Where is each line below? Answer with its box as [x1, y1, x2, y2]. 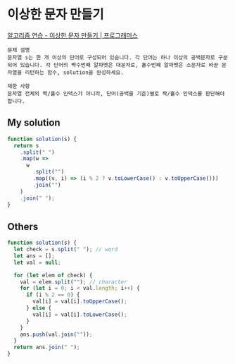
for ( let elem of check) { [13, 272, 93, 279]
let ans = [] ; [13, 252, 55, 260]
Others [7, 220, 39, 233]
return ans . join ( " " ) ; [13, 344, 80, 351]
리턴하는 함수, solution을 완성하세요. [24, 68, 125, 76]
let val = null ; [13, 259, 61, 266]
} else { [25, 305, 52, 312]
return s [13, 142, 39, 149]
